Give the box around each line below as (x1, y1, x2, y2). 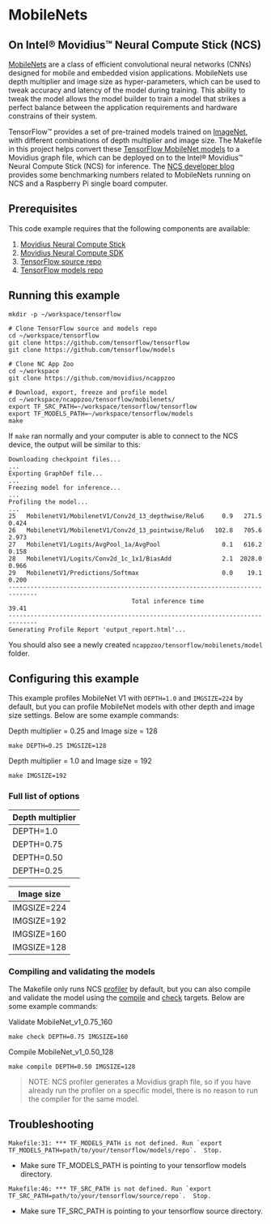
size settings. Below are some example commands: (8, 711, 180, 720)
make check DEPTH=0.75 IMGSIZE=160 (8, 1033, 129, 1041)
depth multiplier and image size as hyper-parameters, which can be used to (8, 77, 260, 86)
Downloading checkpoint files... (8, 455, 121, 463)
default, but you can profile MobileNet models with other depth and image (8, 702, 255, 711)
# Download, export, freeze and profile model (8, 388, 168, 397)
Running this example (8, 289, 121, 303)
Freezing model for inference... (8, 483, 121, 492)
